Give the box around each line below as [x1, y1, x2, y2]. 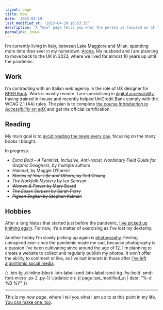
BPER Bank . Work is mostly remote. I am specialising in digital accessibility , [5, 90, 155, 96]
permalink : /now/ [5, 30, 40, 34]
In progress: [5, 148, 29, 154]
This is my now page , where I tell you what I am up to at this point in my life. [5, 294, 157, 300]
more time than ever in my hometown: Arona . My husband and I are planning [5, 48, 158, 54]
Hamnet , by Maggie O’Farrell [12, 167, 70, 173]
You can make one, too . [5, 299, 52, 305]
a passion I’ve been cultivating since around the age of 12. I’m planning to [5, 245, 152, 251]
